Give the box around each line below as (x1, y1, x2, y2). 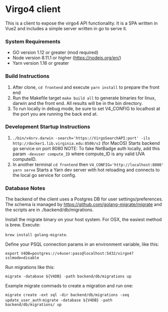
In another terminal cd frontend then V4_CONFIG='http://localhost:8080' (12, 161, 164, 167)
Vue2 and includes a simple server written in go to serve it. (5, 25, 127, 31)
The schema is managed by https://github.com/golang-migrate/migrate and (5, 201, 162, 207)
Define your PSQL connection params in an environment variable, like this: (5, 241, 159, 247)
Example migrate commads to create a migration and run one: (5, 283, 133, 289)
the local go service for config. (12, 172, 76, 178)
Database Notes (5, 184, 45, 191)
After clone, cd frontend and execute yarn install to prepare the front (12, 84, 160, 90)
